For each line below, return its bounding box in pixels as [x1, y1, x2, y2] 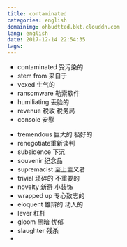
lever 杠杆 [17, 209, 47, 217]
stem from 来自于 [17, 71, 68, 80]
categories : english [7, 17, 68, 24]
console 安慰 [17, 115, 54, 123]
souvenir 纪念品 [17, 157, 63, 164]
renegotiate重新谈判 [17, 139, 75, 147]
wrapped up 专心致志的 [17, 192, 85, 199]
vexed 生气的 [17, 80, 56, 88]
